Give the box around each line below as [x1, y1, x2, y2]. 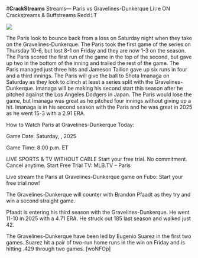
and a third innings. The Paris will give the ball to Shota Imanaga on [6, 72, 170, 79]
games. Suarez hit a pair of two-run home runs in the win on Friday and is [6, 239, 185, 246]
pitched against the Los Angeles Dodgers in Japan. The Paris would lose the [6, 91, 192, 98]
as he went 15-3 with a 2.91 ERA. [6, 110, 86, 117]
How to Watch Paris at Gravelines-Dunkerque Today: [6, 121, 135, 128]
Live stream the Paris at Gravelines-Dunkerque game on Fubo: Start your [6, 174, 183, 180]
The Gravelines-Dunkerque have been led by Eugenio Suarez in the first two [6, 233, 191, 240]
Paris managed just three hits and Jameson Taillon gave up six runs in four [6, 66, 187, 73]
